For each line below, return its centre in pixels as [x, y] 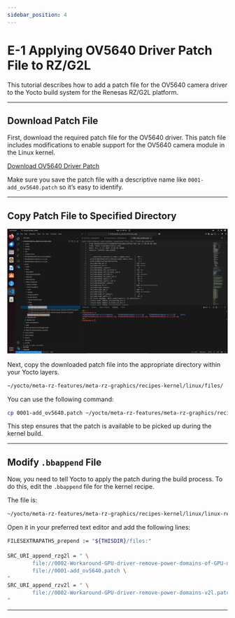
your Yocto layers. [33, 372]
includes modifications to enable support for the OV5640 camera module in [116, 145]
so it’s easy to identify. [91, 187]
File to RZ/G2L [49, 65]
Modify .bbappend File [55, 462]
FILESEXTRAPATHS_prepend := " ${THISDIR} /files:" [79, 541]
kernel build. [25, 434]
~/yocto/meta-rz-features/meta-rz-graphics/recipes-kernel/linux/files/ [115, 386]
